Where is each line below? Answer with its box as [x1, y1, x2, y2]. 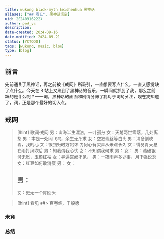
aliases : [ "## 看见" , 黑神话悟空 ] [5, 12, 70, 17]
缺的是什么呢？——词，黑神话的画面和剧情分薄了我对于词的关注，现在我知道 [5, 94, 159, 99]
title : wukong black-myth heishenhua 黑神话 [5, 7, 95, 12]
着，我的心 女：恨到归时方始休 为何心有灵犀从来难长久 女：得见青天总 [17, 142, 158, 147]
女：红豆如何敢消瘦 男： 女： [17, 160, 76, 166]
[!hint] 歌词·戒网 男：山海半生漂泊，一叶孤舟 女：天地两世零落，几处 [17, 129, 154, 135]
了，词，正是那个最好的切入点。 [5, 100, 69, 106]
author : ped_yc [5, 21, 36, 26]
